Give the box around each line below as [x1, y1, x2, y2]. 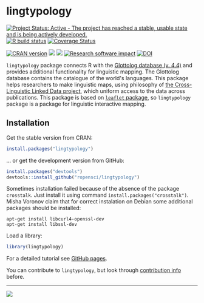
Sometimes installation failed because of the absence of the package [6, 185, 180, 192]
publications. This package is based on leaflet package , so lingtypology [6, 94, 191, 101]
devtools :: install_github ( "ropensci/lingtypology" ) [6, 174, 140, 180]
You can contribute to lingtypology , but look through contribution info [6, 267, 182, 274]
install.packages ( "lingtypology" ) [6, 146, 94, 152]
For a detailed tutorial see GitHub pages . [6, 255, 107, 262]
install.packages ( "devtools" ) [6, 168, 83, 174]
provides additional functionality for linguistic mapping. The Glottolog [6, 68, 179, 75]
